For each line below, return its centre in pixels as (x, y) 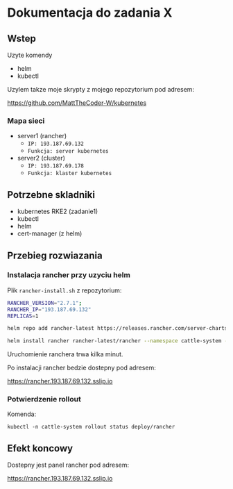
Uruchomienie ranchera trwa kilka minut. (65, 354)
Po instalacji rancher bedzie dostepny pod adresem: (81, 368)
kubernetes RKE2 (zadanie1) (58, 212)
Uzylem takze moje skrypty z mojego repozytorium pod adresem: (101, 89)
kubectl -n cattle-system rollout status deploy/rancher (91, 427)
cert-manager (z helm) (50, 233)
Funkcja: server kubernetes (68, 151)
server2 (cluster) (41, 158)
